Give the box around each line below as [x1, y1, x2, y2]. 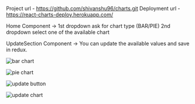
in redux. [6, 46, 28, 53]
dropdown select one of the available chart [6, 29, 110, 36]
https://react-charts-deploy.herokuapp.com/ [6, 11, 114, 18]
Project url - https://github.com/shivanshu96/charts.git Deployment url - [6, 5, 180, 12]
